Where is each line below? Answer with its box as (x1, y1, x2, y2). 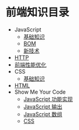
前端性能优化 (14, 61, 46, 68)
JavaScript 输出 (23, 103, 63, 110)
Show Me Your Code (14, 88, 66, 96)
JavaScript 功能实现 (23, 95, 73, 103)
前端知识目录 (5, 5, 70, 19)
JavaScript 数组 (23, 110, 63, 118)
